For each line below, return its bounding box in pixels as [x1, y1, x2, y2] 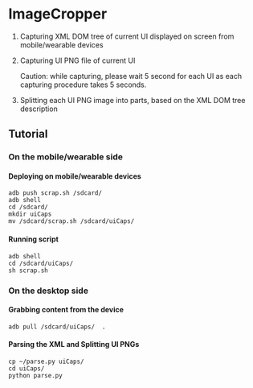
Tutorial [8, 127, 48, 141]
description [19, 104, 58, 114]
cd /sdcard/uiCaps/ [8, 259, 74, 267]
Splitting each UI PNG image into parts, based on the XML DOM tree [19, 95, 246, 105]
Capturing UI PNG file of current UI [19, 56, 136, 65]
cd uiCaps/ [8, 364, 45, 373]
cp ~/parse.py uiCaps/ [8, 357, 84, 365]
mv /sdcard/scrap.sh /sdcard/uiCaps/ [8, 217, 135, 225]
